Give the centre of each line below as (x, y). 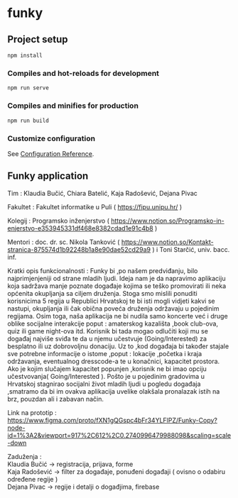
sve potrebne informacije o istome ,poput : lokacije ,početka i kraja (105, 353)
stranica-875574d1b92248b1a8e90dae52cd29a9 (79, 249)
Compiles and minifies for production (73, 106)
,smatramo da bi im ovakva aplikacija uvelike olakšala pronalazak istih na (114, 391)
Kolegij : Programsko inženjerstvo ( (59, 221)
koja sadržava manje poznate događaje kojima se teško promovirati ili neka (117, 286)
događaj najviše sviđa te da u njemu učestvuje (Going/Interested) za (107, 338)
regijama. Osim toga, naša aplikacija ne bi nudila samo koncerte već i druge (118, 316)
